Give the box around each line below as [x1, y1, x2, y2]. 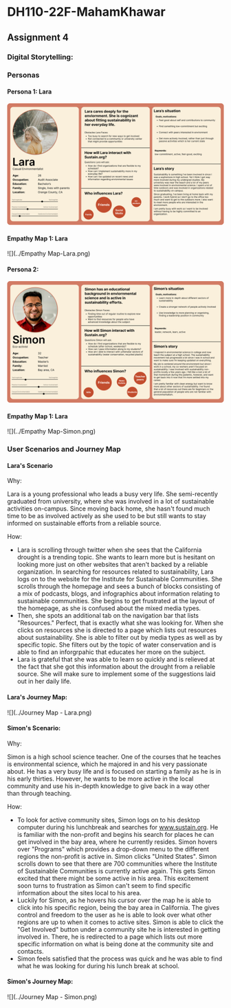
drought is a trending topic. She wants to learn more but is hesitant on [16, 553, 215, 561]
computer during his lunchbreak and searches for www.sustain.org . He [16, 822, 219, 831]
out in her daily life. [16, 677, 72, 686]
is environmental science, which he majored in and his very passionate [7, 760, 208, 768]
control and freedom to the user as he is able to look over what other [16, 910, 212, 919]
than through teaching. [7, 789, 72, 797]
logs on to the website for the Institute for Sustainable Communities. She [16, 575, 223, 583]
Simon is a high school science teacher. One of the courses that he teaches [7, 752, 221, 761]
